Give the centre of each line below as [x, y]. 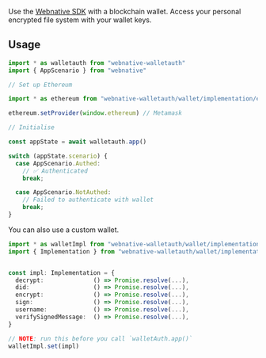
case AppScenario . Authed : [58, 163]
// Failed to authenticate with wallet [88, 200]
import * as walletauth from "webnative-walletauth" [97, 63]
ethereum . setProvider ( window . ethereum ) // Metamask [95, 113]
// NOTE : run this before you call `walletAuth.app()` [101, 339]
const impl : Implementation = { [61, 272]
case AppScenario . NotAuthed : [63, 192]
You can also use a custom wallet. [64, 230]
